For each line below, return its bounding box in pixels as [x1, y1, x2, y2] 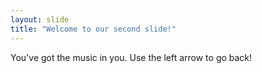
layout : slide [10, 14, 70, 25]
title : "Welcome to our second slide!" [10, 24, 177, 34]
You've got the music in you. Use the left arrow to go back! [10, 51, 253, 63]
